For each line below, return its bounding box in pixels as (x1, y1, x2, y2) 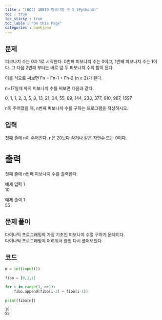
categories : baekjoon (5, 25, 51, 30)
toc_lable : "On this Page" (5, 21, 62, 26)
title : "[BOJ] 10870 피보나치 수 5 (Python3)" (5, 7, 99, 12)
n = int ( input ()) (5, 267, 40, 272)
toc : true (5, 12, 27, 17)
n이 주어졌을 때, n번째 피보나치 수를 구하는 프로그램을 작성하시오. (5, 105, 128, 111)
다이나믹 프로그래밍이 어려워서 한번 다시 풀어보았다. (5, 237, 103, 243)
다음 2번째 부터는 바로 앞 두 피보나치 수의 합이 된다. (16, 64, 114, 70)
